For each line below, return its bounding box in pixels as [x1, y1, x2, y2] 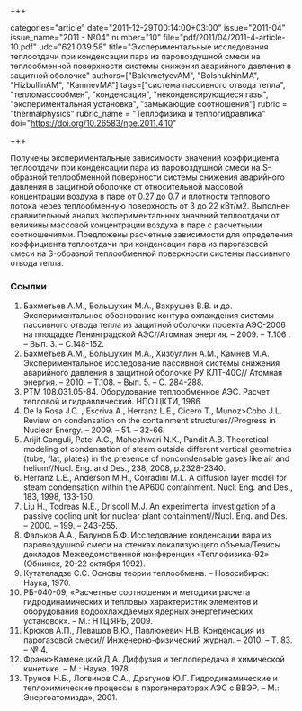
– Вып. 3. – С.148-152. [22, 339, 105, 350]
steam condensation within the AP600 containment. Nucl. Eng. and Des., [22, 482, 293, 493]
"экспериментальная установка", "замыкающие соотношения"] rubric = [10, 99, 288, 109]
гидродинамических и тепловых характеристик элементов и [22, 597, 259, 608]
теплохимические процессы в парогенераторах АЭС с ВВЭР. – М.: [22, 682, 280, 693]
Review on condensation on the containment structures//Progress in [22, 415, 277, 426]
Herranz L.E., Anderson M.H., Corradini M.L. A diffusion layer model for [22, 473, 287, 484]
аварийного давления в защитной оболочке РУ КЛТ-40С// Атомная [22, 368, 283, 378]
